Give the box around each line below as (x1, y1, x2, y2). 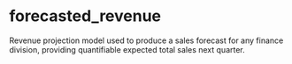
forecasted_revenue (9, 6, 162, 26)
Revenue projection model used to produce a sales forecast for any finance (9, 35, 284, 46)
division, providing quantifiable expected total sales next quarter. (9, 44, 245, 54)
